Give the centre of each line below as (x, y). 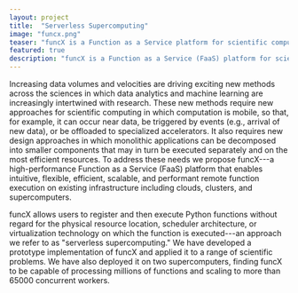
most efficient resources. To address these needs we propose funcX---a (142, 159)
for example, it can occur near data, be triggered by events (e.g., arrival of (145, 122)
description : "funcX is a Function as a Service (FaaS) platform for (141, 59)
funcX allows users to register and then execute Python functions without (143, 214)
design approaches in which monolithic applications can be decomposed (143, 140)
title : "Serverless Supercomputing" (79, 26)
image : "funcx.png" (45, 34)
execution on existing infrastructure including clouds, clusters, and (131, 188)
